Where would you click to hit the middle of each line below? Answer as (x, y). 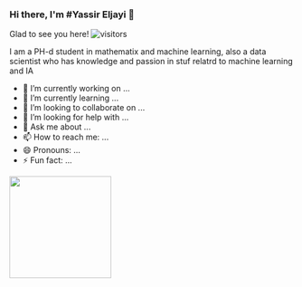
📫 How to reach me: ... (66, 137)
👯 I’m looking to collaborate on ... (84, 108)
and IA (22, 71)
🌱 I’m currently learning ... (71, 98)
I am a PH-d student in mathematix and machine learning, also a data (138, 52)
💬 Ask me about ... (57, 127)
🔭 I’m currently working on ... (76, 89)
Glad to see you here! (49, 34)
